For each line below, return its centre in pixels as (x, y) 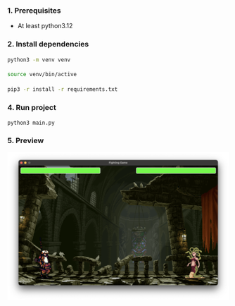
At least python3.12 (45, 26)
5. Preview (26, 141)
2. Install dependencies (48, 44)
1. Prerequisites (34, 11)
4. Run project (32, 107)
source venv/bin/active (42, 75)
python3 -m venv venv (39, 60)
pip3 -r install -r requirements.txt (63, 90)
